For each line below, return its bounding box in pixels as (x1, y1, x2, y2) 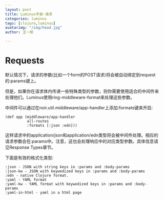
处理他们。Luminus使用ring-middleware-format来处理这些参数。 (5, 94, 135, 100)
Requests (5, 55, 44, 66)
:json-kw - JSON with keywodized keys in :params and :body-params (5, 169, 145, 174)
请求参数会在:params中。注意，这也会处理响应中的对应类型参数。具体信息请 (5, 138, 159, 144)
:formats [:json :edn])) (26, 123, 78, 128)
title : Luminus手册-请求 (5, 12, 53, 17)
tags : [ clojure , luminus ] (5, 20, 56, 26)
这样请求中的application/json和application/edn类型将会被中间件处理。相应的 (5, 132, 159, 138)
